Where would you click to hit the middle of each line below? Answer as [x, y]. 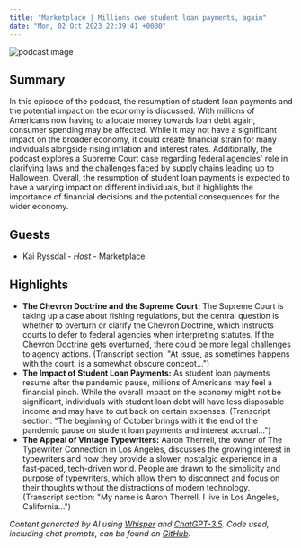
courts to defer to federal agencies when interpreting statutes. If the [148, 334]
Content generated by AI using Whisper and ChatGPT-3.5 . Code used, [139, 524]
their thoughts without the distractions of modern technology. [136, 487]
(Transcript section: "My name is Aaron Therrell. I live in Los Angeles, [150, 497]
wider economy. [39, 207]
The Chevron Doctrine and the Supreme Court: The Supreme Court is [153, 305]
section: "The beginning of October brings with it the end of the [140, 420]
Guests [30, 234]
